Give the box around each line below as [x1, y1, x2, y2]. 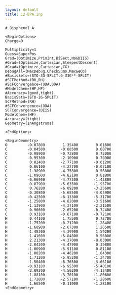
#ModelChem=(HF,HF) [5, 86, 45, 91]
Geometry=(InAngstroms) [5, 121, 54, 126]
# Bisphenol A [5, 25, 35, 30]
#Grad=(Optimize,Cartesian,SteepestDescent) [5, 60, 98, 65]
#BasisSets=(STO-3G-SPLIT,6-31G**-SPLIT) [5, 73, 92, 78]
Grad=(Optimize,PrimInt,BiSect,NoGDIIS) [5, 55, 90, 61]
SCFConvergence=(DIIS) [5, 107, 52, 113]
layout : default [5, 7, 39, 12]
